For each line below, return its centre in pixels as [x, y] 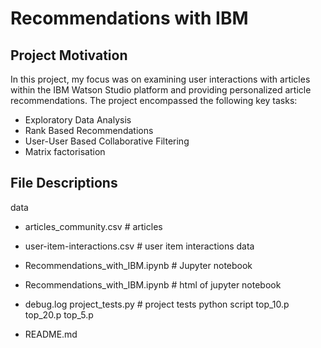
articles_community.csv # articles [93, 226]
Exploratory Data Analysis [78, 120]
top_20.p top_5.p [59, 314]
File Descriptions [64, 183]
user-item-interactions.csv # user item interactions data [139, 246]
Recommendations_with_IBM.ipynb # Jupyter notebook [138, 265]
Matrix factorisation [65, 151]
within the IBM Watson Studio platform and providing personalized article [161, 90]
